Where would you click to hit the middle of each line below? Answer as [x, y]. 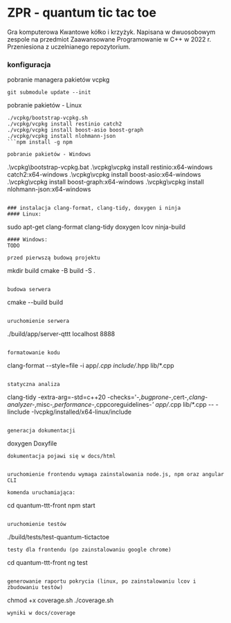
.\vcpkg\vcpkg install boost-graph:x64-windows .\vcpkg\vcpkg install [105, 182]
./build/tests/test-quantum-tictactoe [58, 537]
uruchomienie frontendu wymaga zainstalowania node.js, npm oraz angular [116, 475]
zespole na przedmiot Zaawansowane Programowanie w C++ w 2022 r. [109, 39]
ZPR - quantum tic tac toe [82, 13]
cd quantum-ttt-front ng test [47, 563]
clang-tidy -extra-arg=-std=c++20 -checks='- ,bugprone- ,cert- [98, 397]
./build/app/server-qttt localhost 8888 [61, 334]
